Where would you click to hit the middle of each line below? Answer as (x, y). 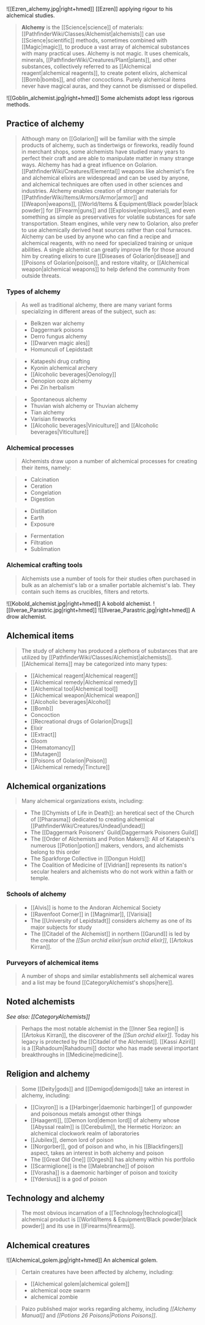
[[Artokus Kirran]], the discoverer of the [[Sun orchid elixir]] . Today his (110, 1035)
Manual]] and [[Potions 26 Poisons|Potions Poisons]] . (89, 1315)
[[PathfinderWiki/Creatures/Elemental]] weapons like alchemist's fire (108, 171)
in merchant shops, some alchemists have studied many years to (103, 151)
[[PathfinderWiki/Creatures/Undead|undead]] (88, 826)
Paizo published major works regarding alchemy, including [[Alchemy (109, 1309)
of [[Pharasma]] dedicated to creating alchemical (92, 819)
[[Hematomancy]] (53, 747)
